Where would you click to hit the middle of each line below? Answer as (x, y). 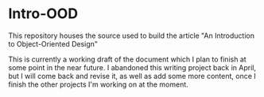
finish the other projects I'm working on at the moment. (98, 84)
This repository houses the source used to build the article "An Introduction (131, 35)
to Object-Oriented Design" (53, 43)
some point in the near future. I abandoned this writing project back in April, (132, 67)
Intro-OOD (43, 14)
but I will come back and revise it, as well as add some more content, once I (132, 76)
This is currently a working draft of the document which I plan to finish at (127, 59)
